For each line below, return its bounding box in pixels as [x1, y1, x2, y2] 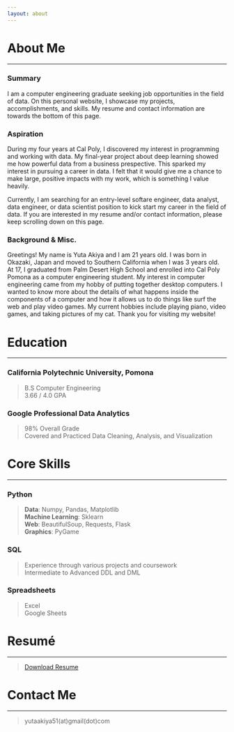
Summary [7, 74, 42, 84]
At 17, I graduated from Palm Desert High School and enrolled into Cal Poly [7, 265, 221, 274]
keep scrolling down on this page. [7, 217, 104, 226]
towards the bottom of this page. [7, 111, 101, 120]
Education [7, 334, 68, 350]
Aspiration [7, 129, 44, 139]
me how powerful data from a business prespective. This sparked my [7, 159, 206, 168]
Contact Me [7, 687, 77, 703]
